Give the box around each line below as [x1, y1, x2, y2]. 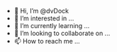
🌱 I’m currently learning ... [13, 22, 90, 30]
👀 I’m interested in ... [13, 14, 74, 22]
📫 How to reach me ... [13, 37, 80, 45]
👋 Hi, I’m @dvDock [13, 7, 69, 15]
